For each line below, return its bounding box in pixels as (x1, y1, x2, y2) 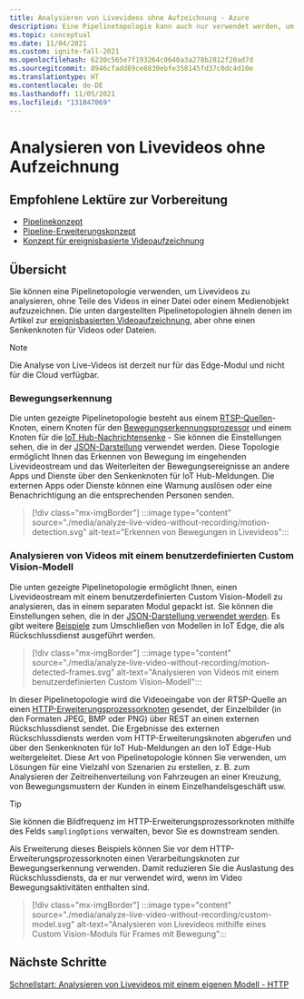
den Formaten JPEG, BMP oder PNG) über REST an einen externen (9, 713, 260, 724)
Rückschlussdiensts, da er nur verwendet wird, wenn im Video (9, 872, 243, 883)
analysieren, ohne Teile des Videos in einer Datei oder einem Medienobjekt (9, 296, 289, 307)
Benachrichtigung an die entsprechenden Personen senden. (9, 490, 234, 500)
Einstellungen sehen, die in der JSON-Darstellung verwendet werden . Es (9, 610, 281, 621)
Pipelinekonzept (22, 216, 83, 227)
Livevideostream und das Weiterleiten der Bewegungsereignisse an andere (9, 460, 290, 472)
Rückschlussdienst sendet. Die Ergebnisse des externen (9, 723, 221, 734)
